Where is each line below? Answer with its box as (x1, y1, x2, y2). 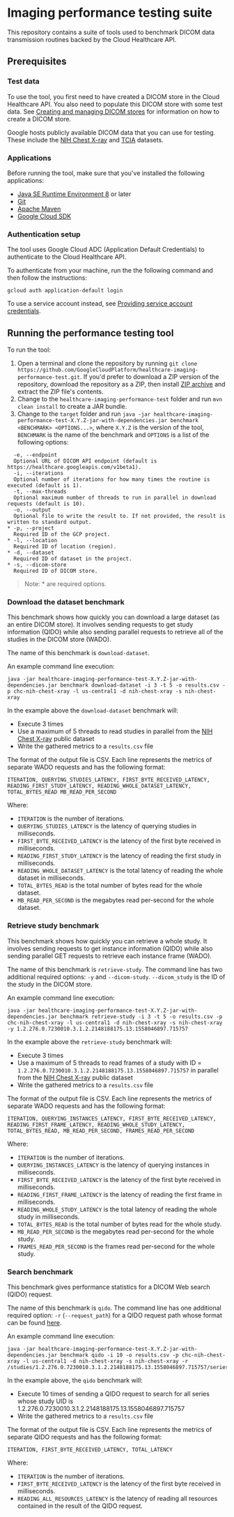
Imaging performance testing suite (7, 5, 212, 21)
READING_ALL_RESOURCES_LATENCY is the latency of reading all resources (17, 1494, 218, 1502)
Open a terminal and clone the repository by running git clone (17, 359, 198, 368)
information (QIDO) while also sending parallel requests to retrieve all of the (7, 628, 224, 636)
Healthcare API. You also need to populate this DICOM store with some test (7, 100, 223, 108)
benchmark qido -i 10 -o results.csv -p (60, 1352, 179, 1359)
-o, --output (13, 507, 52, 514)
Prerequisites (7, 56, 67, 68)
